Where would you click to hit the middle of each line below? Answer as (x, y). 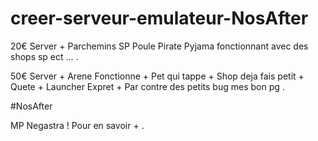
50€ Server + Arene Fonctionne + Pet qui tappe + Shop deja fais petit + (157, 76)
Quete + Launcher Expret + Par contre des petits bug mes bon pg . (147, 86)
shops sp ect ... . (44, 56)
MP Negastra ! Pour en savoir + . (77, 125)
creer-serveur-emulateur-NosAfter (159, 18)
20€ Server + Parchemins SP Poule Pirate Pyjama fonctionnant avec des (159, 46)
